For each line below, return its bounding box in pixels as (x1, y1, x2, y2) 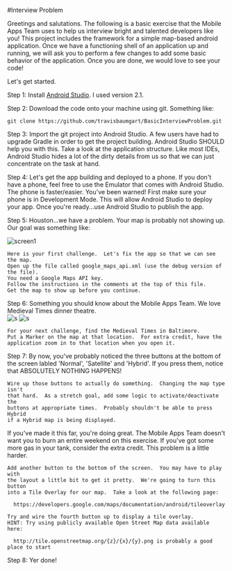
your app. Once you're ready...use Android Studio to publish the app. (7, 203, 204, 211)
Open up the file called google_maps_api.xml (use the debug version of (7, 263, 222, 269)
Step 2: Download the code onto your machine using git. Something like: (7, 104, 214, 112)
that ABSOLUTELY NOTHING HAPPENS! (7, 367, 122, 375)
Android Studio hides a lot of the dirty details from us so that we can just (7, 152, 215, 160)
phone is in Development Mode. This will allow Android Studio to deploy (7, 195, 213, 203)
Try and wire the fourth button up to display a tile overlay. (7, 513, 194, 520)
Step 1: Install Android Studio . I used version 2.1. (7, 91, 144, 99)
